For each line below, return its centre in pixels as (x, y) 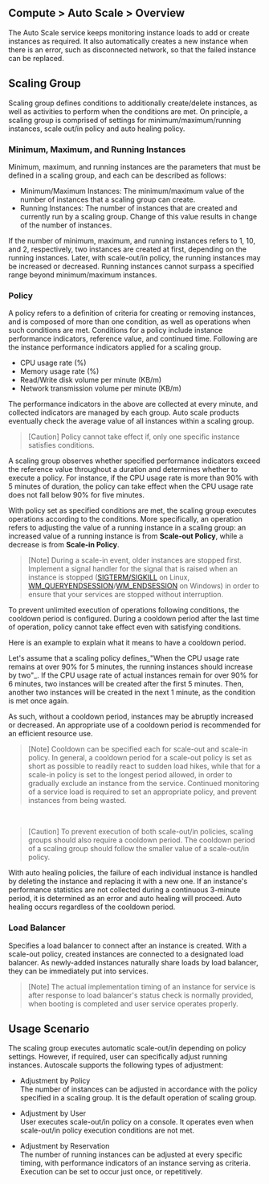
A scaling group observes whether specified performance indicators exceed (134, 461)
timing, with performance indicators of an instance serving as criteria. (135, 1163)
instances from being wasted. (77, 801)
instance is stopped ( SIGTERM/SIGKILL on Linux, (109, 577)
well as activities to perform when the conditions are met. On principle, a (128, 111)
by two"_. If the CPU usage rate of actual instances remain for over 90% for (133, 675)
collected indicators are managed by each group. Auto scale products (124, 412)
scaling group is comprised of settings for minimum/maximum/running (125, 120)
